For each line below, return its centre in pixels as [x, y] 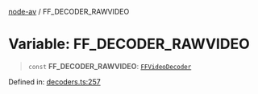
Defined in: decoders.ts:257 [54, 82]
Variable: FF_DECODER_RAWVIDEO [129, 44]
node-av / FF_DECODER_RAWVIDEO [69, 12]
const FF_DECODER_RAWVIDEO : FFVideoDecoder [110, 66]
